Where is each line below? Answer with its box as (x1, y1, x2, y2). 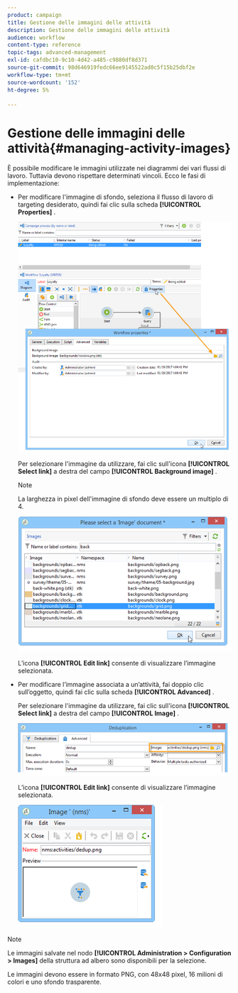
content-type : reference (7, 41, 81, 49)
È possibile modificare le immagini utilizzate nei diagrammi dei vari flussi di (7, 164, 226, 173)
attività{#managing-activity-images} (7, 141, 231, 156)
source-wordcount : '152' (7, 79, 81, 86)
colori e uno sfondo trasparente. (7, 977, 102, 987)
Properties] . (17, 208, 56, 217)
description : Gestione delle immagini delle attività (7, 26, 171, 33)
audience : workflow (7, 34, 65, 41)
